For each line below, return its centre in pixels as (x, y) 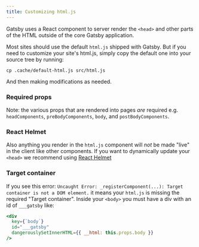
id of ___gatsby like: (30, 205)
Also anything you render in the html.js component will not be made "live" (98, 145)
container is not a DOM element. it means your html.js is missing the (93, 193)
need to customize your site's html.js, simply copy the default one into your (99, 53)
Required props (29, 97)
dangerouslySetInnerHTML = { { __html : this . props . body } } (82, 233)
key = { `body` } (28, 222)
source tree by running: (35, 59)
